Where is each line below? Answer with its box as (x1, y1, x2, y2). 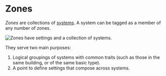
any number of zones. (5, 25, 51, 31)
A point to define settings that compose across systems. (12, 65, 130, 71)
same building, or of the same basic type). (12, 59, 101, 65)
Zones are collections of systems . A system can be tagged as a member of (5, 20, 161, 26)
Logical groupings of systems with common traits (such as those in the (12, 54, 160, 60)
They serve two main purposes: (5, 44, 72, 50)
